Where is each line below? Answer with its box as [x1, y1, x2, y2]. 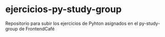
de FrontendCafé [18, 25, 55, 31]
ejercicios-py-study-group [5, 4, 122, 15]
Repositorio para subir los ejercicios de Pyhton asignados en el [5, 20, 138, 26]
